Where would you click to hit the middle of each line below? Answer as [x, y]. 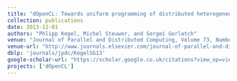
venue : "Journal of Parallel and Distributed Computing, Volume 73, [110, 40]
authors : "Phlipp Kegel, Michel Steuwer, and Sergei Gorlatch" [102, 33]
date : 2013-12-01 [33, 27]
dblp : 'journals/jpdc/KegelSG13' [56, 54]
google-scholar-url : [38, 60]
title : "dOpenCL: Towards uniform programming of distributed [101, 14]
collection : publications [45, 20]
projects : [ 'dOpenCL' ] [41, 66]
